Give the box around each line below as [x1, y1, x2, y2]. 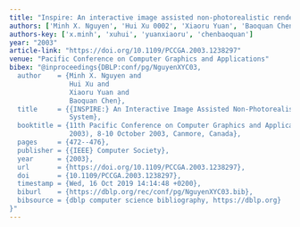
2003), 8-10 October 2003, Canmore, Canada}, [69, 130, 242, 139]
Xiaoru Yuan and [69, 88, 129, 97]
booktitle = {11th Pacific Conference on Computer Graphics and [17, 122, 262, 130]
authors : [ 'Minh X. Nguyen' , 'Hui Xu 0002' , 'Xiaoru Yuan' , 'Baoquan [9, 21, 274, 30]
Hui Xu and [69, 80, 110, 88]
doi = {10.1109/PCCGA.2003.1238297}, [17, 171, 181, 180]
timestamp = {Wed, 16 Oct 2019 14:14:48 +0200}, [17, 180, 202, 189]
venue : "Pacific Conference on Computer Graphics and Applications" [9, 55, 270, 63]
